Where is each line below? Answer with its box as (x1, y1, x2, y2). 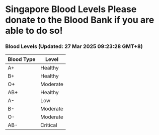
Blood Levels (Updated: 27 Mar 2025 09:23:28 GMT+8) (5, 43, 143, 50)
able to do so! (5, 25, 63, 36)
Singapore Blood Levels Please (5, 4, 137, 15)
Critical (40, 122, 57, 129)
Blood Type (8, 56, 36, 63)
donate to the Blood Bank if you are (5, 14, 154, 26)
